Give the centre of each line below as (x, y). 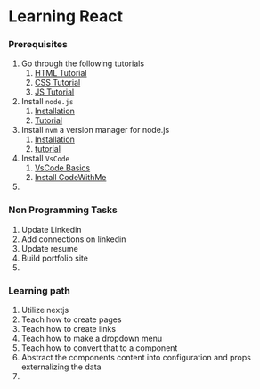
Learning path (39, 290)
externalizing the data (61, 367)
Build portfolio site (54, 258)
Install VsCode (45, 159)
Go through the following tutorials (82, 63)
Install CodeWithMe (70, 178)
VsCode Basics (62, 168)
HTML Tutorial (61, 73)
